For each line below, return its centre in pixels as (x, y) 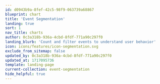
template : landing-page (30, 65)
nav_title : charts (24, 33)
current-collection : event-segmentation (48, 70)
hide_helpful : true (25, 74)
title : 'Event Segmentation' (35, 19)
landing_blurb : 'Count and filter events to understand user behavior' (80, 42)
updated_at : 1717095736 (30, 60)
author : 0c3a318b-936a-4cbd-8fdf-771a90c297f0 (54, 38)
